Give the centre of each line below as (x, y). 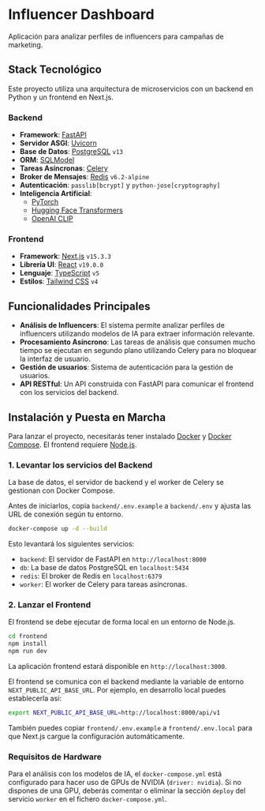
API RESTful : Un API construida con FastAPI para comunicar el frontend (136, 384)
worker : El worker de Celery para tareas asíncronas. (103, 584)
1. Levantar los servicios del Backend (80, 465)
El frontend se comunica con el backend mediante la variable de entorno (126, 681)
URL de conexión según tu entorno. (66, 514)
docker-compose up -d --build (58, 529)
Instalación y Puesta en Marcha (87, 417)
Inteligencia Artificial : (56, 193)
